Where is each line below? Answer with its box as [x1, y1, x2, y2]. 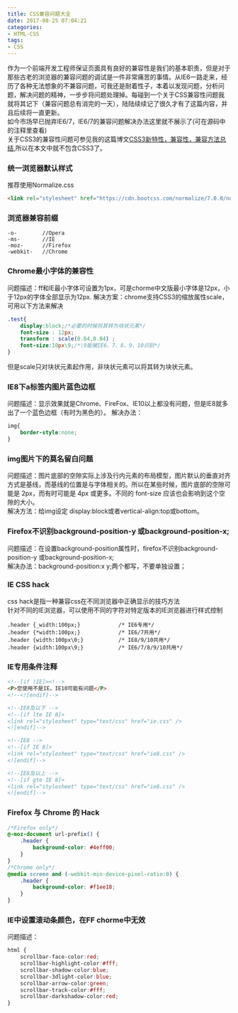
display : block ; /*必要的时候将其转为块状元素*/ [20, 322, 147, 329]
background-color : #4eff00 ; [33, 844, 115, 852]
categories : [7, 23, 42, 31]
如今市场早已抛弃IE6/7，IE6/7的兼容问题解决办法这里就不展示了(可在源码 [7, 117, 220, 125]
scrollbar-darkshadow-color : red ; [20, 993, 119, 1000]
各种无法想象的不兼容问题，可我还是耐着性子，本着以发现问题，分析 [19, 82, 218, 90]
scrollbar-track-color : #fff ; [20, 986, 106, 994]
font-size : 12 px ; [20, 328, 74, 336]
